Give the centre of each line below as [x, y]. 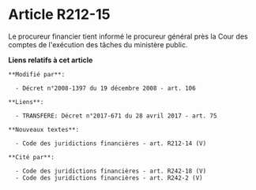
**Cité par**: [32, 157]
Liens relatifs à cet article [51, 60]
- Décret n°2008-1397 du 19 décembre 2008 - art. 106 [105, 88]
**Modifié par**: [37, 74]
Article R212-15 [59, 15]
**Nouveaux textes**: [44, 129]
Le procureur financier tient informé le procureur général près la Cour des [128, 36]
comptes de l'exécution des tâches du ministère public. [98, 44]
